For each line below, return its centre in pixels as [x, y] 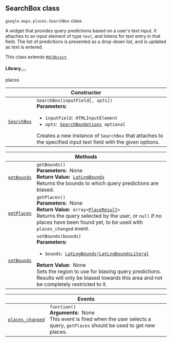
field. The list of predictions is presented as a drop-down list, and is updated [86, 41]
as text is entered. [24, 47]
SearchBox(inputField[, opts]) [75, 101]
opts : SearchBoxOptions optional [85, 124]
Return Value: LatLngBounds [71, 177]
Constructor [86, 93]
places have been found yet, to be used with [90, 222]
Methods [86, 157]
